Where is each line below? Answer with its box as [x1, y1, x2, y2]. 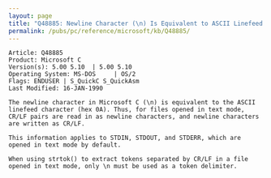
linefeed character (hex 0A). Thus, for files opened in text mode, [8, 106, 245, 114]
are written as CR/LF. [8, 120, 85, 128]
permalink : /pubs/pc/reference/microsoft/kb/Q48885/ [8, 27, 191, 35]
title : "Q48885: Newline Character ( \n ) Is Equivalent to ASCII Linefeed [8, 19, 264, 28]
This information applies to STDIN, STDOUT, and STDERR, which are [8, 134, 242, 142]
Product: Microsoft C [8, 56, 82, 65]
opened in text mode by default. [8, 141, 122, 150]
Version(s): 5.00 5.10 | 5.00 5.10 [8, 63, 132, 71]
